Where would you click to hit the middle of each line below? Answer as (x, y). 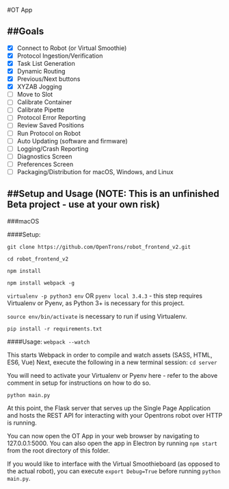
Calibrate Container (44, 102)
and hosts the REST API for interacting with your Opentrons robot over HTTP (115, 415)
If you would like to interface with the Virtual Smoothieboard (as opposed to (113, 464)
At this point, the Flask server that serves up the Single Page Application (109, 408)
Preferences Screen (45, 164)
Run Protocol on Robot (49, 133)
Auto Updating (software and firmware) (72, 141)
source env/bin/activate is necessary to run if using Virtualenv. (97, 316)
